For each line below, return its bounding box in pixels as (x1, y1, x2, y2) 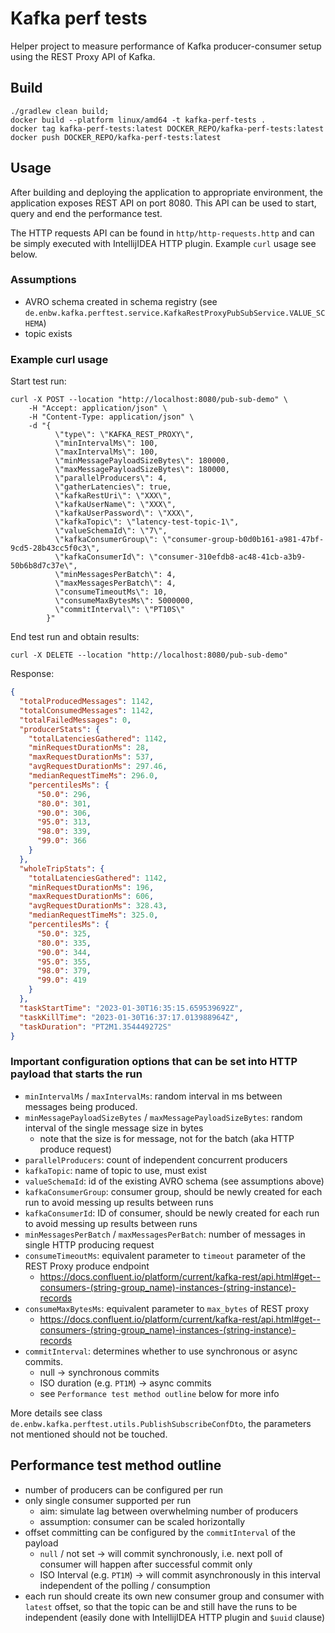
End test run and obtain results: (10, 631, 140, 643)
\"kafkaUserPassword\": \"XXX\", (54, 508, 195, 519)
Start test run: (10, 375, 67, 387)
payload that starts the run (10, 1067, 143, 1081)
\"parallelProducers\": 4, (54, 473, 168, 484)
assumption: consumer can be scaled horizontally (39, 1515, 246, 1527)
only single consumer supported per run (24, 1494, 192, 1506)
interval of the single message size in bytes (24, 1122, 204, 1134)
